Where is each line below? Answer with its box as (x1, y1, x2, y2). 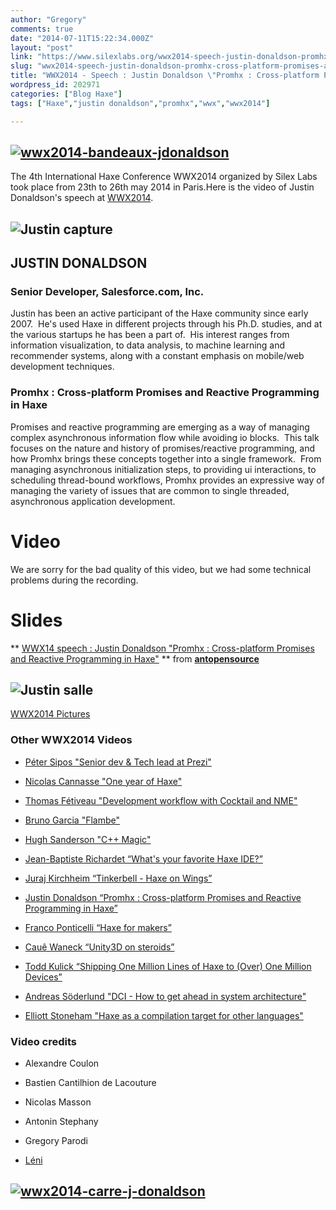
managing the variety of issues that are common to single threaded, (10, 484, 290, 496)
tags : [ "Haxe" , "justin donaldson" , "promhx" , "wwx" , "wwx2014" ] (10, 98, 271, 108)
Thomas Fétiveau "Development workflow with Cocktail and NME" (24, 794, 298, 806)
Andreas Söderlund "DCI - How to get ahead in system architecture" (24, 990, 307, 1002)
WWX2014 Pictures (10, 708, 91, 720)
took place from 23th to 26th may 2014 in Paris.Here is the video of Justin (10, 181, 315, 193)
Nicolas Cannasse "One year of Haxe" (24, 775, 183, 787)
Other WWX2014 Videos (10, 733, 133, 747)
